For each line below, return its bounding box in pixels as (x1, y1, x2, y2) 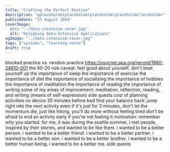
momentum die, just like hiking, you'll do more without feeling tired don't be (5, 108, 164, 114)
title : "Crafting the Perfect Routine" (5, 7, 90, 13)
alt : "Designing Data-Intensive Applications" (10, 31, 111, 36)
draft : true (5, 45, 31, 50)
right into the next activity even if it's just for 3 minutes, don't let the (5, 103, 148, 109)
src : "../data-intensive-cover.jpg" (10, 27, 88, 32)
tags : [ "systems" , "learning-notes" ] (5, 41, 86, 46)
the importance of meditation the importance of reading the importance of (5, 81, 161, 87)
